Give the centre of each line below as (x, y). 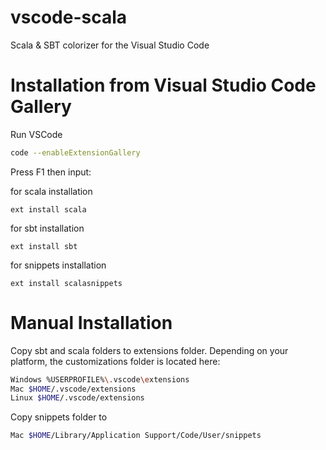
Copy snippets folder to (59, 417)
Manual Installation (91, 322)
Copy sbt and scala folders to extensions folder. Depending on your (149, 350)
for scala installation (51, 191)
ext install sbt (44, 246)
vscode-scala (69, 17)
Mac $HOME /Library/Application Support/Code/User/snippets (136, 436)
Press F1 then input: (51, 172)
